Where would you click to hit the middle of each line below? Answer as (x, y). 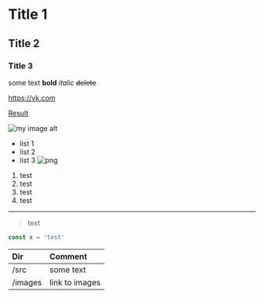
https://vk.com (32, 98)
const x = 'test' (37, 237)
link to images (75, 282)
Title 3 (20, 66)
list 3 (27, 160)
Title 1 (28, 15)
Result (18, 113)
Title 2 (24, 44)
